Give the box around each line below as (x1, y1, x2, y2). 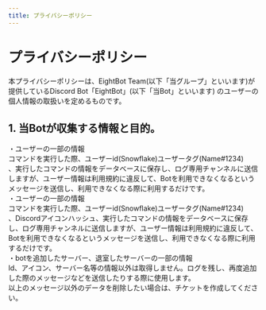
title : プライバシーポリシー (8, 11, 93, 20)
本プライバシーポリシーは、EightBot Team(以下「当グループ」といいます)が (8, 76, 256, 86)
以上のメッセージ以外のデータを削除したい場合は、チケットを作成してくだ (8, 283, 252, 293)
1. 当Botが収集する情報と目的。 (8, 121, 161, 135)
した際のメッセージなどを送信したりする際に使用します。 (8, 273, 196, 283)
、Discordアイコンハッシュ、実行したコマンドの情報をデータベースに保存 (8, 214, 249, 223)
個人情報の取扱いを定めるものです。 (8, 96, 126, 106)
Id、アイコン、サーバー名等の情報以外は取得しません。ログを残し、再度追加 (8, 263, 257, 273)
